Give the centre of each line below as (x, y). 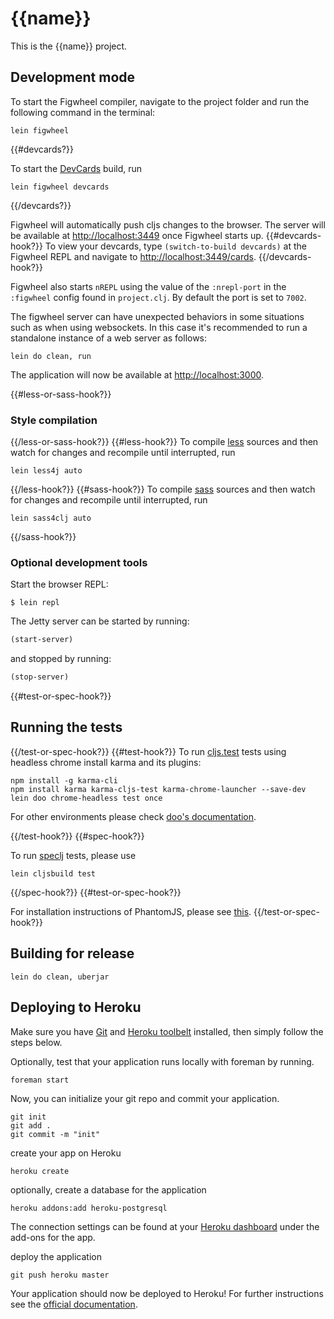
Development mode (73, 77)
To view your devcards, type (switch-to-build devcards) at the (175, 246)
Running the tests (66, 727)
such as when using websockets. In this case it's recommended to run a (159, 327)
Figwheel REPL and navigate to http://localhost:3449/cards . (133, 256)
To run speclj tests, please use (73, 855)
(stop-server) (40, 677)
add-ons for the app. (53, 1237)
